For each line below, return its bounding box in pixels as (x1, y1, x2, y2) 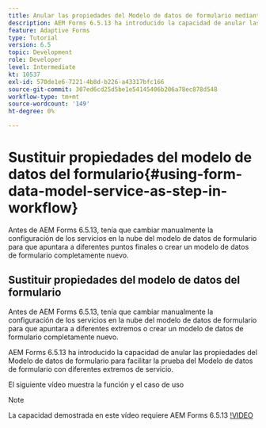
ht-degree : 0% (8, 108, 55, 116)
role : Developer (8, 56, 62, 64)
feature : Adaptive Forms (8, 26, 90, 34)
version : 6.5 (8, 41, 51, 49)
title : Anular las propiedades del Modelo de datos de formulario (8, 11, 232, 20)
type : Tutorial (8, 33, 59, 42)
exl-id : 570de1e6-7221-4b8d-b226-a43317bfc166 (8, 78, 165, 86)
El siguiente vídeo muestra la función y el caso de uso (8, 380, 184, 389)
